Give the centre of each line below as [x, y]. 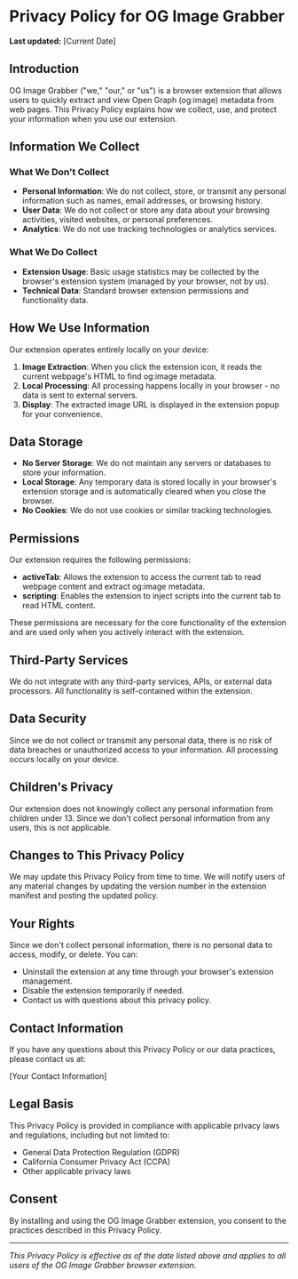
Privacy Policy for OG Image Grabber [147, 16]
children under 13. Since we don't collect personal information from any [140, 818]
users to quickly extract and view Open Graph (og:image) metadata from [142, 100]
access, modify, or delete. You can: [74, 954]
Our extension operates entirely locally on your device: [109, 350]
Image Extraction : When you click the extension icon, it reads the [142, 366]
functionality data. [55, 300]
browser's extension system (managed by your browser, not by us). [145, 281]
